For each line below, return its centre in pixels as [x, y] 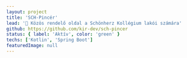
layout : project [27, 12]
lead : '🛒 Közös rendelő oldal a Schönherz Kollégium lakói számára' [94, 23]
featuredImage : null [32, 46]
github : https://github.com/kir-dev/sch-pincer [67, 29]
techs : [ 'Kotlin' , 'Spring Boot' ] [50, 40]
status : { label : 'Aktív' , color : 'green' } [63, 34]
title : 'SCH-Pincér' [32, 18]
